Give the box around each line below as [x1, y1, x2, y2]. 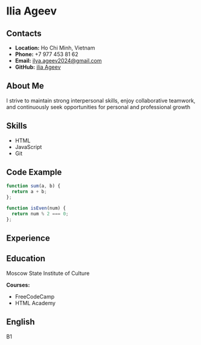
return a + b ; [11, 189, 47, 195]
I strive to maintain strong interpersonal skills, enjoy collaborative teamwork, [6, 97, 196, 104]
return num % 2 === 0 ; [11, 210, 69, 217]
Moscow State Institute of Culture [6, 270, 90, 277]
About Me [6, 81, 44, 91]
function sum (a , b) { [6, 183, 61, 189]
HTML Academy [14, 299, 56, 306]
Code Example [6, 167, 62, 177]
